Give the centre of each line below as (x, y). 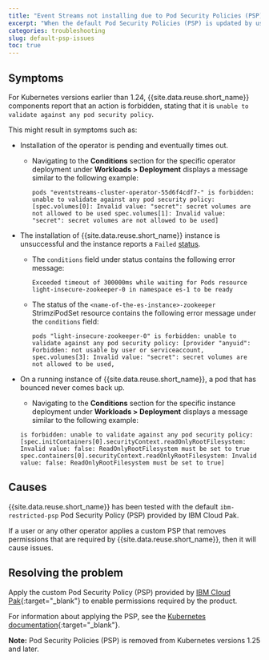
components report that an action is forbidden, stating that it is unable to (128, 106)
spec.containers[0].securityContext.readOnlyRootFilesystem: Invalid (139, 456)
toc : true (25, 46)
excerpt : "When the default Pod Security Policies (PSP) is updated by (130, 23)
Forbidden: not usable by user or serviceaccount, (118, 350)
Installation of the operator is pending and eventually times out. (124, 145)
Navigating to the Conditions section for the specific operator (134, 160)
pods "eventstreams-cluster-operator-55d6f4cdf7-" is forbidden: (143, 192)
